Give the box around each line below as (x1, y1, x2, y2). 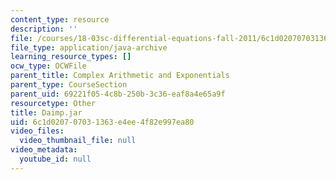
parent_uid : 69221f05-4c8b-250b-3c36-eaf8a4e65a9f (10, 89, 226, 99)
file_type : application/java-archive (10, 42, 168, 53)
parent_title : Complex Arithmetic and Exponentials (10, 71, 230, 81)
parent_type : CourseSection (10, 80, 128, 90)
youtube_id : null (19, 154, 92, 164)
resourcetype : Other (10, 98, 97, 108)
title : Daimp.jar (10, 107, 83, 118)
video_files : (10, 126, 65, 136)
